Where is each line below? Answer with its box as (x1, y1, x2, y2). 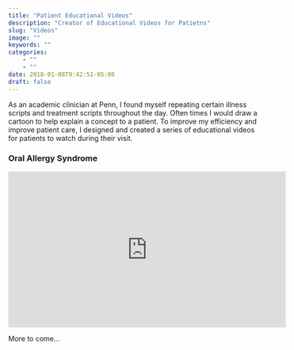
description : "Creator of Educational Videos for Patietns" (8, 19, 212, 27)
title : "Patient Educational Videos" (8, 11, 133, 20)
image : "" (8, 33, 41, 42)
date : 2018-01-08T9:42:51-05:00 (8, 70, 115, 78)
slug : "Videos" (8, 26, 59, 34)
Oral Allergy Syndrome (8, 153, 98, 164)
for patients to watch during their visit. (8, 133, 133, 143)
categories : (8, 48, 48, 56)
